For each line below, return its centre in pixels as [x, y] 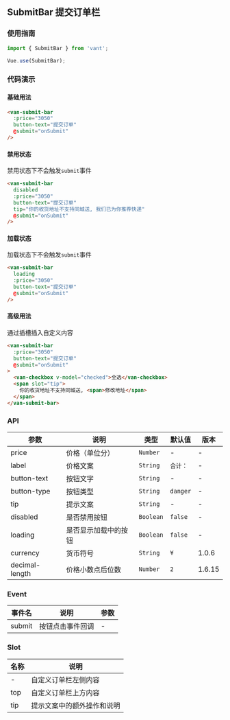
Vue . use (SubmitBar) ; [37, 60]
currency [25, 553]
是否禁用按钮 [87, 517]
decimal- [26, 565]
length [21, 573]
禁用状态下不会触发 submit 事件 [49, 171]
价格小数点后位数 [94, 570]
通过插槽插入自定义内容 [40, 332]
